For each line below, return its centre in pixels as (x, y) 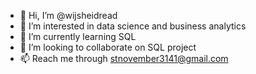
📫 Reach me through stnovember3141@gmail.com (124, 58)
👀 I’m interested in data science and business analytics (133, 26)
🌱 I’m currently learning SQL (78, 36)
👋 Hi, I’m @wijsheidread (68, 15)
